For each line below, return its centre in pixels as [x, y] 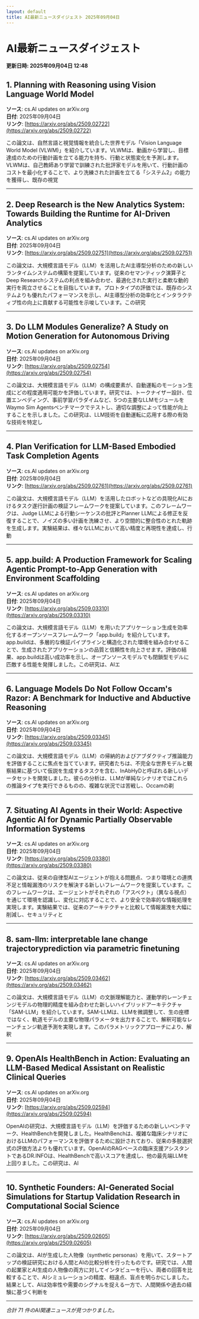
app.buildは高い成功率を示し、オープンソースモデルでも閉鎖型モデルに [103, 657]
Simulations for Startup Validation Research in [93, 1197]
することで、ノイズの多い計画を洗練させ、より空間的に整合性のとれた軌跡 [102, 520]
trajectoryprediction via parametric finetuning [93, 948]
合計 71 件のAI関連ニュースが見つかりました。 [62, 1310]
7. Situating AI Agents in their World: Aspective [94, 810]
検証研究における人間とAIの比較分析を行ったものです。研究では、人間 [107, 1262]
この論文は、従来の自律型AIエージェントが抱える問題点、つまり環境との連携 [99, 877]
